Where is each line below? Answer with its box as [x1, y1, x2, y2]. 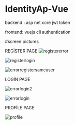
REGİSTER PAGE [5, 48, 38, 54]
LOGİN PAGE [5, 76, 30, 82]
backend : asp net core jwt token [5, 20, 71, 25]
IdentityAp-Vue [5, 3, 69, 15]
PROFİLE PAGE [5, 104, 35, 110]
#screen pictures [5, 38, 39, 44]
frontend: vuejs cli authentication [5, 29, 71, 35]
